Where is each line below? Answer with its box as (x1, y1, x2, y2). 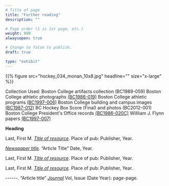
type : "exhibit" (5, 59, 40, 64)
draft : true (5, 50, 31, 55)
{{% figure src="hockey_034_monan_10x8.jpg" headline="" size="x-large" (5, 73, 162, 79)
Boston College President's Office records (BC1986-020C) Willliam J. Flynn (5, 110, 164, 116)
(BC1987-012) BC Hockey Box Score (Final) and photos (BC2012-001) (5, 104, 152, 110)
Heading (5, 125, 24, 131)
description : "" (5, 17, 40, 22)
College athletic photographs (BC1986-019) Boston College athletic (5, 94, 147, 100)
